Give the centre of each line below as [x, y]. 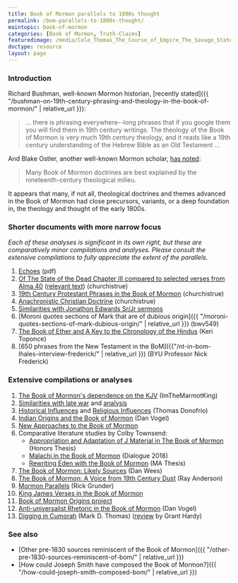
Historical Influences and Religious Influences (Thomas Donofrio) [113, 410]
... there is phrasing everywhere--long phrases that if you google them [128, 123]
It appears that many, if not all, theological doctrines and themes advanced [117, 194]
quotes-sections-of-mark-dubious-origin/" [81, 324]
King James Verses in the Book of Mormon [81, 493]
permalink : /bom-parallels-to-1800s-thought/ [76, 21]
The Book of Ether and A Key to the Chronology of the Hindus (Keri [115, 332]
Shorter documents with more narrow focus [85, 227]
